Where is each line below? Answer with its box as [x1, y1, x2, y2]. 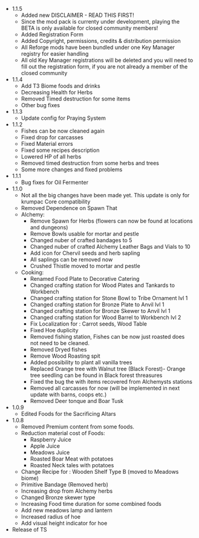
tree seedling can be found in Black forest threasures [30, 372, 163, 379]
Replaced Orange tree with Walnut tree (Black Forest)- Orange [30, 366, 186, 372]
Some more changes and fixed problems [21, 166, 123, 173]
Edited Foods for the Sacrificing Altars [21, 410, 116, 417]
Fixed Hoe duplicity [30, 327, 79, 333]
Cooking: [21, 269, 44, 276]
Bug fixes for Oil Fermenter [21, 179, 89, 186]
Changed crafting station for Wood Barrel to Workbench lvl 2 [30, 314, 181, 321]
